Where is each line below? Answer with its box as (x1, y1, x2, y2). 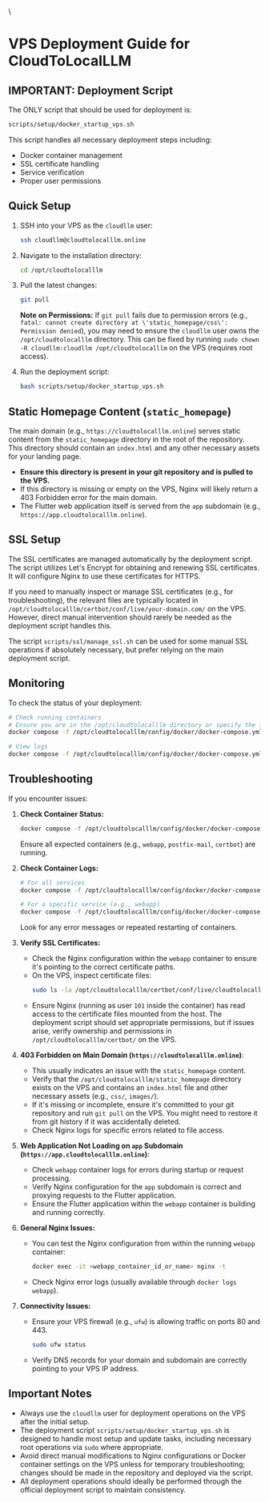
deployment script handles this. (8, 620, 112, 630)
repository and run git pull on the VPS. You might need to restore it (31, 1108, 258, 1118)
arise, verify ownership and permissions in (31, 1026, 172, 1036)
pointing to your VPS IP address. (31, 1363, 139, 1373)
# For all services (19, 878, 86, 886)
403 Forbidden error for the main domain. (19, 493, 158, 502)
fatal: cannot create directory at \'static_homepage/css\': (19, 319, 229, 327)
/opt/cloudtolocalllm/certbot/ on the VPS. (31, 1035, 178, 1044)
